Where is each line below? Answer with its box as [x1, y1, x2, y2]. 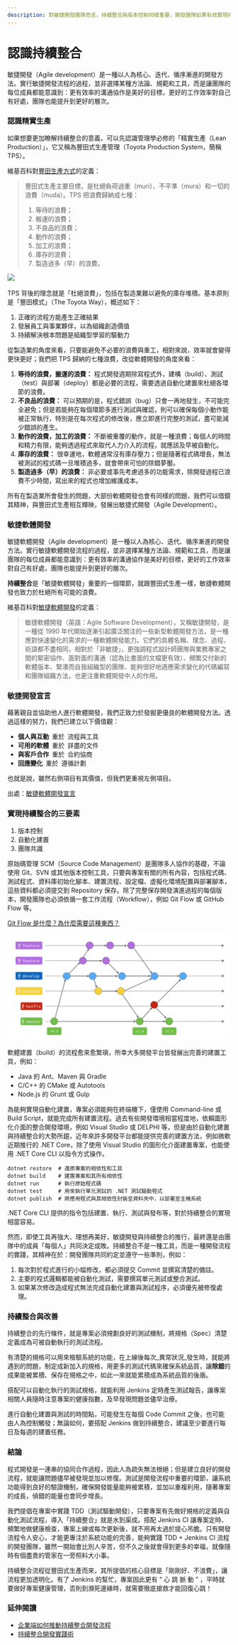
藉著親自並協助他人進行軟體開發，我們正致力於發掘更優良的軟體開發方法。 [7, 708, 225, 717]
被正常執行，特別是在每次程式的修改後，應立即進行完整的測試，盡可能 [17, 414, 223, 422]
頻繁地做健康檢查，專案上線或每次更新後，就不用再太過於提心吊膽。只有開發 [7, 1524, 231, 1533]
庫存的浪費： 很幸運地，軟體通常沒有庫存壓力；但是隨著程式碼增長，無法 [17, 449, 231, 458]
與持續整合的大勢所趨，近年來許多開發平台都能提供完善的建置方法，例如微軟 [7, 1131, 231, 1140]
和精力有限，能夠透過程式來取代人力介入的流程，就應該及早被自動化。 [17, 441, 223, 449]
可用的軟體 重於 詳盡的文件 [17, 741, 99, 750]
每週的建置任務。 [19, 1427, 69, 1436]
